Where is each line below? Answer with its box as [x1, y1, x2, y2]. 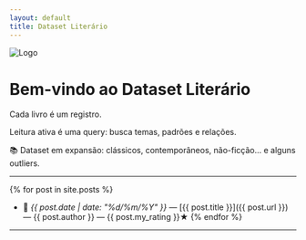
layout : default [9, 13, 71, 23]
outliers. [9, 158, 40, 169]
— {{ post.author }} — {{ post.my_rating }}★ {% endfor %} [22, 212, 243, 223]
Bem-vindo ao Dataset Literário [9, 78, 251, 99]
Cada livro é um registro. [9, 109, 102, 120]
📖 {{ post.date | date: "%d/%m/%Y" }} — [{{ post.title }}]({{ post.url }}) [22, 202, 289, 213]
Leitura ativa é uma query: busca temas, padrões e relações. [9, 127, 237, 138]
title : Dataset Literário [9, 22, 107, 31]
